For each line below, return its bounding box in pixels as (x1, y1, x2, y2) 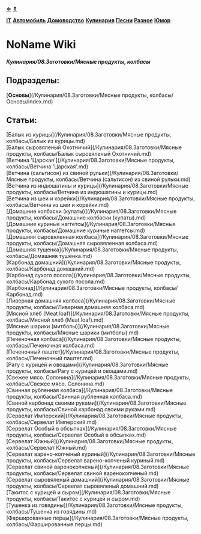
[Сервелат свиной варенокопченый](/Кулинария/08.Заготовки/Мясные (6, 463, 190, 471)
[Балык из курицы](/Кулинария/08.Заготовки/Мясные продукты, (6, 131, 172, 138)
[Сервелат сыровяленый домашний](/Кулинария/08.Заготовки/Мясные (6, 476, 190, 483)
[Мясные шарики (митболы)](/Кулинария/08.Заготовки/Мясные (6, 323, 170, 330)
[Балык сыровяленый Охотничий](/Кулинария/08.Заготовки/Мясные (6, 144, 182, 151)
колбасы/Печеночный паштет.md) (6, 355, 93, 362)
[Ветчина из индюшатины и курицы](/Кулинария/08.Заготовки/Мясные (6, 182, 189, 189)
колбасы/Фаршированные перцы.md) (6, 521, 103, 528)
